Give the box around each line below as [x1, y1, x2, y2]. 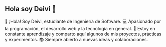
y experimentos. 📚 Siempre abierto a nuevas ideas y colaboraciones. [5, 36, 148, 42]
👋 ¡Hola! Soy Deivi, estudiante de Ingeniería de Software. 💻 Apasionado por [5, 18, 161, 24]
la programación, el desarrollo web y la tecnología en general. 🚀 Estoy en [5, 25, 156, 31]
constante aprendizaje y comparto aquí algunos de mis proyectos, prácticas [5, 31, 162, 37]
